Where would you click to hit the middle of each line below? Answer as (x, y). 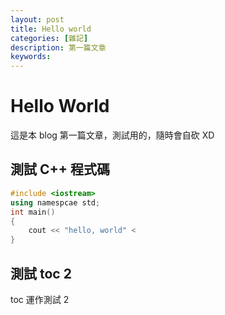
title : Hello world (51, 29)
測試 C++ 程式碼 (60, 169)
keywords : (31, 57)
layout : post (37, 19)
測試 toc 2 (41, 273)
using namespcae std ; (55, 202)
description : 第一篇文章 (58, 47)
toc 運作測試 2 (40, 299)
